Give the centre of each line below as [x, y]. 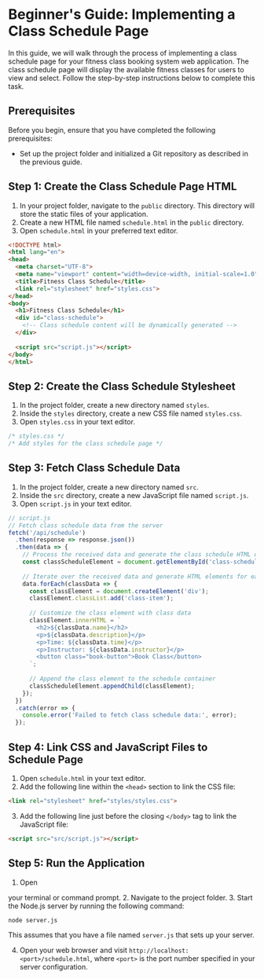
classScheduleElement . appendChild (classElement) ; [112, 686]
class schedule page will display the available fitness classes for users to [126, 69]
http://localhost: [159, 951]
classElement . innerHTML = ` [75, 621]
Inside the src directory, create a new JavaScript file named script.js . [134, 495]
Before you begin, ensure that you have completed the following [112, 130]
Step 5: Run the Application [77, 863]
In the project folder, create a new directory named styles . [114, 405]
